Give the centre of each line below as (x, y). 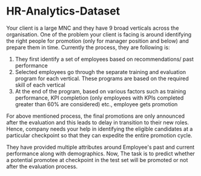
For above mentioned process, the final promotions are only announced (96, 116)
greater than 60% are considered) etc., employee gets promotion (96, 104)
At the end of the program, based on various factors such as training (100, 91)
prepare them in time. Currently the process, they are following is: (88, 47)
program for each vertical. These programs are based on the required (102, 78)
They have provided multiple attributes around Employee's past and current (100, 147)
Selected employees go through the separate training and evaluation (100, 72)
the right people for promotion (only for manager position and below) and (97, 41)
